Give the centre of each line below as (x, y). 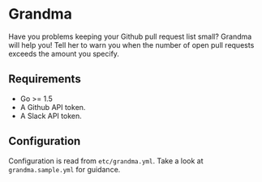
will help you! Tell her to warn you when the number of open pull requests (131, 44)
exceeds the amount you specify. (64, 53)
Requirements (45, 79)
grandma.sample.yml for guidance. (64, 169)
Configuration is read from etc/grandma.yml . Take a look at (106, 161)
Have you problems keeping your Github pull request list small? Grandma (130, 36)
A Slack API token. (51, 116)
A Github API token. (53, 107)
